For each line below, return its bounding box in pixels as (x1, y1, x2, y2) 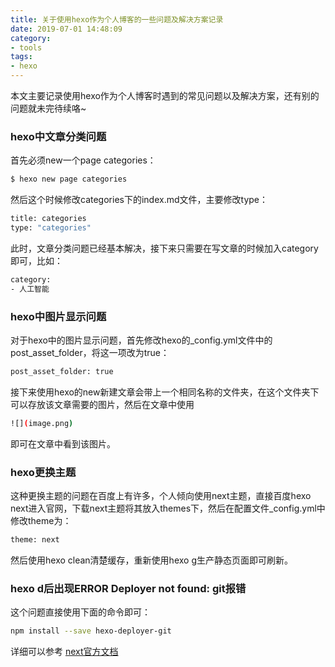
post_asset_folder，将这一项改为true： (10, 346, 170, 358)
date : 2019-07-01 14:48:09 (10, 24, 123, 34)
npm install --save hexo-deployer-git (10, 626, 172, 636)
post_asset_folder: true (10, 366, 114, 376)
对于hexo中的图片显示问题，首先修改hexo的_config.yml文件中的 (10, 334, 273, 346)
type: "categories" (10, 223, 92, 233)
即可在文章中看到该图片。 (10, 437, 116, 450)
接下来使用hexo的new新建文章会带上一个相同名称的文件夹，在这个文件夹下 (10, 386, 320, 398)
